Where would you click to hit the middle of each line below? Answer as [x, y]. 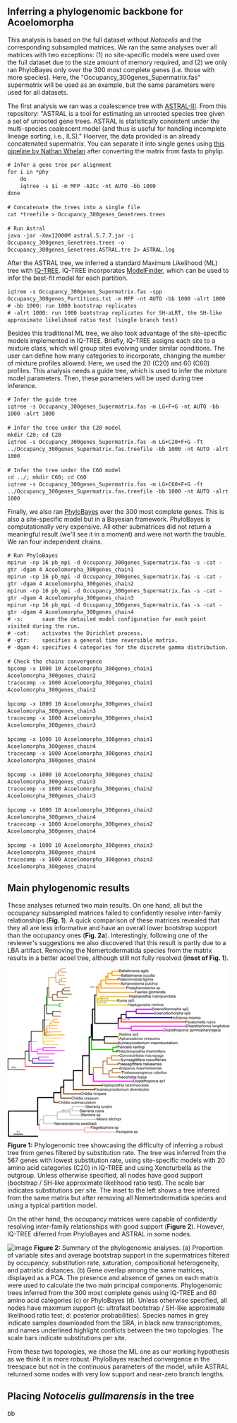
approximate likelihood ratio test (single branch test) [93, 320]
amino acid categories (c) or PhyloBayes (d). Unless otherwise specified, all [117, 1300]
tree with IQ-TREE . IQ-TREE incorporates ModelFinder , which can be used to [118, 270]
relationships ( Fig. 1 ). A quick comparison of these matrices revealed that [114, 920]
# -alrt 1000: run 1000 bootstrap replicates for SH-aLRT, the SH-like [115, 313]
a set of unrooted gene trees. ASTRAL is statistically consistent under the [114, 121]
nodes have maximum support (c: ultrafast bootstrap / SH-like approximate [116, 1308]
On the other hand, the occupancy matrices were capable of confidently [112, 1219]
